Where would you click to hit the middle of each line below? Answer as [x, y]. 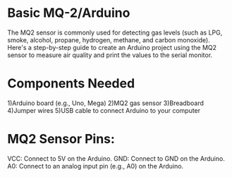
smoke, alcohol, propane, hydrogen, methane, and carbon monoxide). [109, 39]
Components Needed [71, 84]
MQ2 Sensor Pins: [61, 139]
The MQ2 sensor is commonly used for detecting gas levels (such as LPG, [115, 32]
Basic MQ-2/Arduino [69, 13]
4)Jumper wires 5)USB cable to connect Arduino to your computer [104, 110]
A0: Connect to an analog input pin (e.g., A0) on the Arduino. [96, 166]
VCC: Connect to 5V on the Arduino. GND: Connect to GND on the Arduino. [116, 158]
